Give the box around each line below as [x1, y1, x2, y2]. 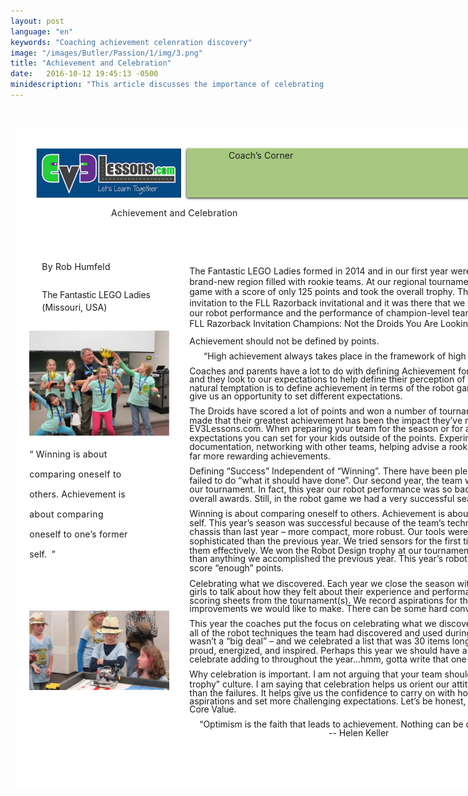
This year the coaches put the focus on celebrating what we [189, 617, 437, 629]
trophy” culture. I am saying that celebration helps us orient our [189, 678, 450, 690]
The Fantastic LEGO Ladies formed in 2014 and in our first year [189, 265, 449, 277]
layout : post [10, 16, 65, 26]
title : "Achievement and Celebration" [10, 58, 172, 69]
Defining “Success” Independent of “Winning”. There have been [189, 465, 453, 477]
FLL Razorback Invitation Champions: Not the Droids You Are [189, 317, 439, 329]
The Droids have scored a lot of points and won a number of [189, 405, 438, 417]
